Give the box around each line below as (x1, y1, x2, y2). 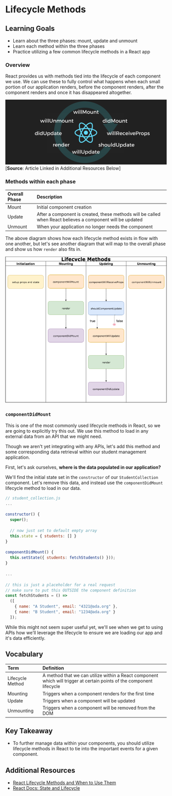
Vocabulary (5, 650, 44, 659)
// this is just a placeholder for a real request (5, 582, 116, 587)
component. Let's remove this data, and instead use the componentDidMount (5, 479, 163, 486)
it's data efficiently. (5, 635, 46, 641)
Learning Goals (5, 24, 55, 33)
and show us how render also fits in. (5, 246, 82, 252)
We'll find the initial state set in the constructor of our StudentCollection (5, 474, 159, 480)
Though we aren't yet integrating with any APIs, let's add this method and (5, 443, 160, 449)
